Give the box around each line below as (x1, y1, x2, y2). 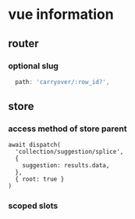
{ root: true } (15, 175, 65, 184)
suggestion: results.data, (22, 162, 110, 170)
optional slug (8, 60, 59, 71)
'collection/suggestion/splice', (15, 148, 124, 156)
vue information (8, 5, 115, 24)
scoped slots (8, 200, 59, 211)
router (8, 37, 39, 50)
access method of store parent (8, 123, 127, 134)
